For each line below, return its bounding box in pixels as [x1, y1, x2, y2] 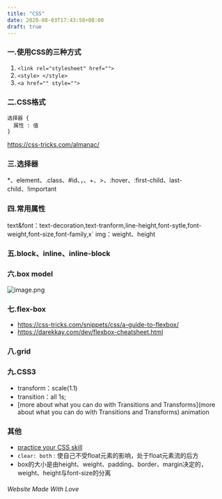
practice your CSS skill [17, 443, 83, 451]
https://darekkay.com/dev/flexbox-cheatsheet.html [17, 328, 164, 336]
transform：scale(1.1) [17, 384, 78, 393]
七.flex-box [7, 304, 47, 314]
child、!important [7, 185, 57, 193]
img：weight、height [95, 230, 156, 238]
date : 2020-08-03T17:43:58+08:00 [7, 17, 104, 24]
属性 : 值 [13, 122, 39, 129]
